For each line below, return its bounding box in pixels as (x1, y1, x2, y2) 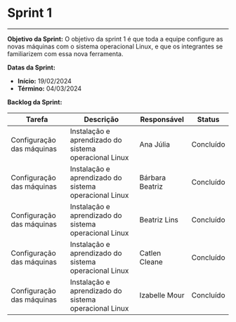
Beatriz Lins (139, 215, 179, 224)
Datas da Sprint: (7, 63, 56, 72)
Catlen (139, 248, 162, 257)
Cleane (139, 257, 163, 267)
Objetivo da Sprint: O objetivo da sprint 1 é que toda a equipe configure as (7, 34, 223, 43)
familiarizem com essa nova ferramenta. (7, 49, 124, 58)
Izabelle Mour (139, 290, 185, 300)
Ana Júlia (139, 139, 171, 149)
